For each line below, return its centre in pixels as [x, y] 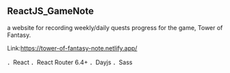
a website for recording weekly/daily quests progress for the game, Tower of [115, 27]
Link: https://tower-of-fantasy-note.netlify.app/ [72, 48]
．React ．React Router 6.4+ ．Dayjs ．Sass [70, 62]
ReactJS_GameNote [51, 11]
